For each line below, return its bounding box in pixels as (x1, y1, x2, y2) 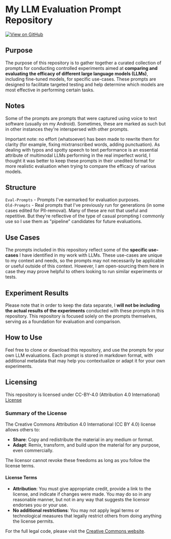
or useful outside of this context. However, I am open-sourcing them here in (5, 263, 164, 269)
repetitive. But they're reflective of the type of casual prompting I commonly (5, 213, 164, 219)
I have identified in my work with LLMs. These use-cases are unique (19, 252, 163, 258)
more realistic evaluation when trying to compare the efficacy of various (5, 163, 156, 169)
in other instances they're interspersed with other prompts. (5, 126, 129, 132)
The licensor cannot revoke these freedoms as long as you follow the (5, 457, 150, 463)
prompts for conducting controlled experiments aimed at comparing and (5, 65, 158, 71)
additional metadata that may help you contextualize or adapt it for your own (5, 357, 165, 363)
